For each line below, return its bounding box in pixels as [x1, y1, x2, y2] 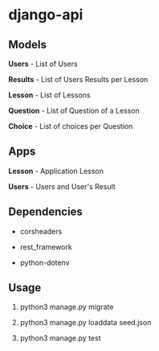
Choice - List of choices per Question [8, 122, 133, 130]
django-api [8, 6, 84, 24]
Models [8, 38, 47, 52]
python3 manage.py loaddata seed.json [19, 318, 152, 328]
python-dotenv [19, 258, 70, 267]
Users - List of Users [8, 59, 78, 68]
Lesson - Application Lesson [8, 166, 104, 175]
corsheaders [19, 226, 63, 236]
